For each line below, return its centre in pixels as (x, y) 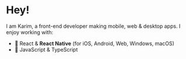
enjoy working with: (30, 32)
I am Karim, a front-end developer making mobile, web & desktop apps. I (93, 26)
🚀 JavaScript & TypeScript (46, 49)
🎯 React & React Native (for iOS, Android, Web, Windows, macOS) (94, 43)
